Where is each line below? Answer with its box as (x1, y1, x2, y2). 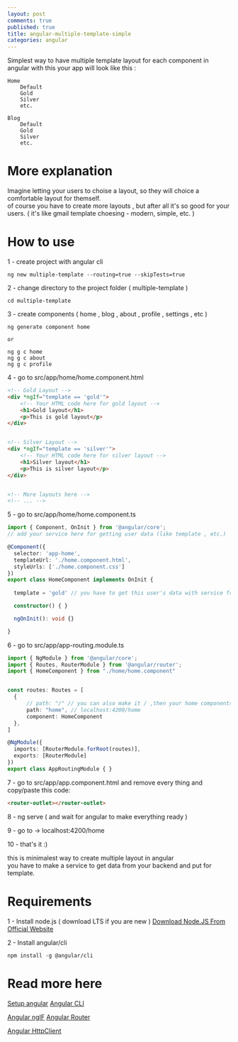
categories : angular (7, 37, 69, 44)
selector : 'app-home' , (13, 550, 81, 557)
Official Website (7, 924, 54, 933)
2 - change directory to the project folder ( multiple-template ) (7, 284, 188, 292)
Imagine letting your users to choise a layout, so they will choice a (7, 187, 200, 195)
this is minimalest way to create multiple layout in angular (7, 853, 174, 862)
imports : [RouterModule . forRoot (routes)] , (13, 746, 141, 753)
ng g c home (7, 348, 42, 355)
